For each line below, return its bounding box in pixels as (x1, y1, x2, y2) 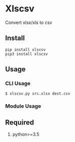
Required (5, 118, 34, 127)
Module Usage (5, 103, 41, 110)
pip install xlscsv (5, 47, 46, 52)
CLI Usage (5, 80, 31, 87)
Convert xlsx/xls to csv (5, 19, 52, 25)
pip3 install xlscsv (5, 51, 48, 56)
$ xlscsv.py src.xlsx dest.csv (5, 91, 70, 96)
